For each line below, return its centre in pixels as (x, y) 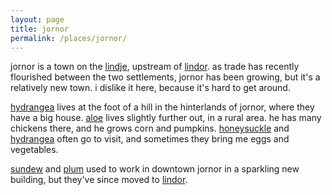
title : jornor (40, 29)
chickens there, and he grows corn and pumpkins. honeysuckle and (150, 128)
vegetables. (34, 150)
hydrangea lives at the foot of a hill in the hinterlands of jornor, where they (162, 107)
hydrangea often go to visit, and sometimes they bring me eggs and (150, 139)
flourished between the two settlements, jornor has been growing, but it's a (165, 77)
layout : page (37, 19)
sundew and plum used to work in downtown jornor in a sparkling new (155, 169)
